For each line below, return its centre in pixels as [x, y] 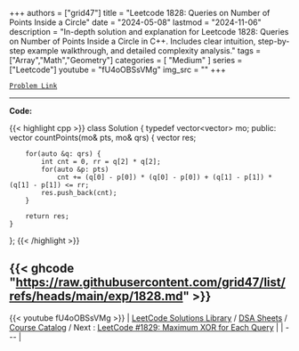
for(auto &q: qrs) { [63, 154]
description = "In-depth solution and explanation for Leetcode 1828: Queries [149, 32]
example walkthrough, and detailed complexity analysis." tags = [144, 51]
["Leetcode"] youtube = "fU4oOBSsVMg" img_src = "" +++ [118, 69]
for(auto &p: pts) [75, 169]
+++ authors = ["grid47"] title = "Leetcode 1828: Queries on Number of [140, 13]
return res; [47, 216]
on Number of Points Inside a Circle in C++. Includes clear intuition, [133, 41]
